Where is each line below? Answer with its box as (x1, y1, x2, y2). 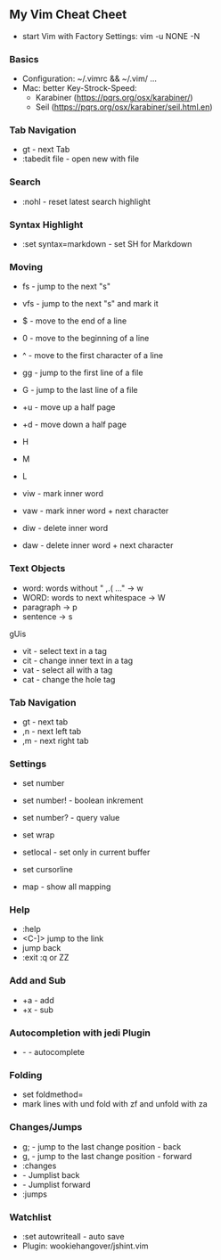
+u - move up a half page (21, 402, 116, 413)
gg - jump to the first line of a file (21, 367, 143, 378)
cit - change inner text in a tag (21, 655, 134, 666)
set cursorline (21, 864, 73, 875)
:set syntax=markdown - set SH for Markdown (21, 239, 192, 249)
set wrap (21, 830, 55, 840)
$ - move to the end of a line (21, 315, 127, 326)
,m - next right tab (21, 735, 89, 746)
